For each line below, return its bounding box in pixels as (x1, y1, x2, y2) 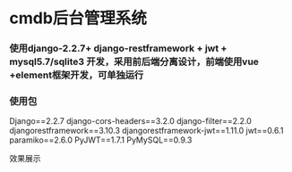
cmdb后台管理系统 (9, 8, 148, 29)
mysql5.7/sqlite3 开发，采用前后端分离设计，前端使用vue (9, 55, 260, 68)
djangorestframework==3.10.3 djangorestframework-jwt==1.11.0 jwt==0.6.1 (9, 126, 284, 136)
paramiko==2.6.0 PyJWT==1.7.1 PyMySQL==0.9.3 (9, 135, 193, 145)
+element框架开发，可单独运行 (9, 69, 144, 81)
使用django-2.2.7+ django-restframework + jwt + (9, 42, 228, 54)
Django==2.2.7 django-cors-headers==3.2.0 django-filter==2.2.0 (9, 116, 253, 127)
